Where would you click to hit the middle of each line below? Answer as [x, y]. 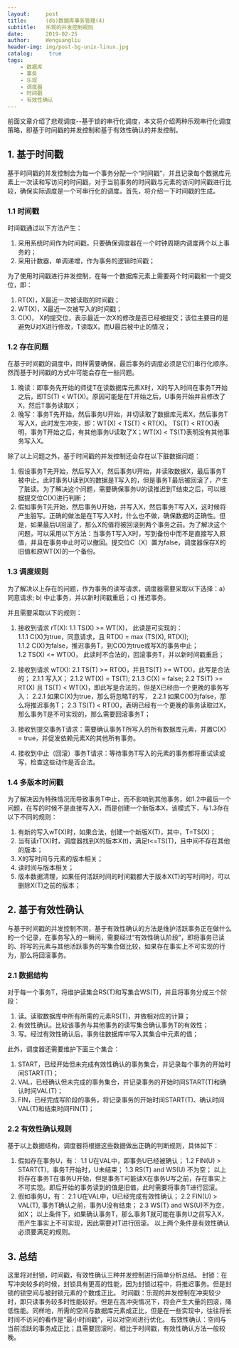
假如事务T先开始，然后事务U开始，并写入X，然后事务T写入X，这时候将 [122, 507]
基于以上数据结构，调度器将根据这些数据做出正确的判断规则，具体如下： [113, 1146]
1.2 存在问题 [28, 347]
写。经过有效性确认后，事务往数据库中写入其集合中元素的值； [108, 1034]
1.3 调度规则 [28, 572]
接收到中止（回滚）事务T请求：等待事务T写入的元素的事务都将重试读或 [121, 753]
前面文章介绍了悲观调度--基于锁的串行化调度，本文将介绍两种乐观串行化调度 [119, 121]
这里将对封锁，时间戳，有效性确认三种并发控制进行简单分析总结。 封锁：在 [117, 1275]
